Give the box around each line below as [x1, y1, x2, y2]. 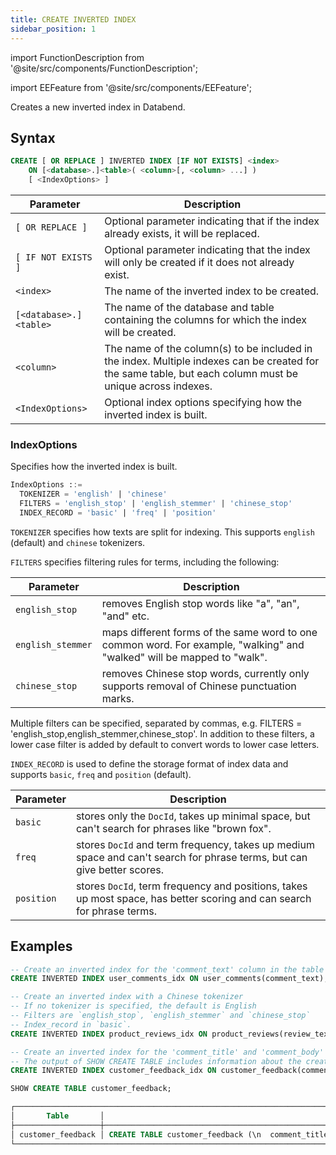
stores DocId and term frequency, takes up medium [75, 837, 315, 851]
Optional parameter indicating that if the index [104, 214, 320, 228]
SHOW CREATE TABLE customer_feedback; [10, 1084, 172, 1094]
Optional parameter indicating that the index [104, 242, 311, 256]
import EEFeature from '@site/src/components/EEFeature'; [10, 81, 252, 93]
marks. [101, 691, 135, 705]
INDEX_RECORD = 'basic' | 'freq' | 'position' [19, 507, 217, 518]
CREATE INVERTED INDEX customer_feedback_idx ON [10, 1066, 217, 1076]
